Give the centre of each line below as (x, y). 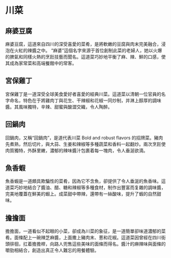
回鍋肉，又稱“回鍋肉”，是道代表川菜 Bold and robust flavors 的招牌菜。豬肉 (84, 138)
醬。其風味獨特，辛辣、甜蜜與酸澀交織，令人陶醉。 (59, 107)
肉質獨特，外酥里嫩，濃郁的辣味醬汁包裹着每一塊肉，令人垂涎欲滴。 (77, 150)
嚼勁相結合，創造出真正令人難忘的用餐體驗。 (52, 250)
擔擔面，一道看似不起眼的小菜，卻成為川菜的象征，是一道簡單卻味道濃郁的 (83, 231)
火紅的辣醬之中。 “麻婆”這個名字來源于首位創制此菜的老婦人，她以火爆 (88, 50)
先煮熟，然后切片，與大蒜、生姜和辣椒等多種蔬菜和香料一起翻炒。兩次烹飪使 (85, 144)
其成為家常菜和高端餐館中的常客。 (41, 63)
